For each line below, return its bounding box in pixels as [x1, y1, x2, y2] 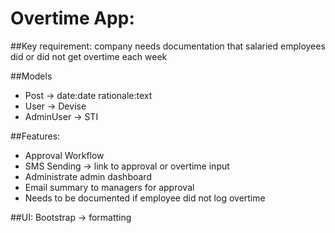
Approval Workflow [24, 149, 105, 161]
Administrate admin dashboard [24, 170, 152, 182]
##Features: [10, 130, 61, 142]
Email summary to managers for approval [24, 181, 195, 193]
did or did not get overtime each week [10, 50, 168, 62]
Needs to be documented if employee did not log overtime [24, 192, 266, 204]
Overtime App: [10, 7, 135, 30]
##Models [10, 70, 53, 82]
